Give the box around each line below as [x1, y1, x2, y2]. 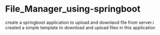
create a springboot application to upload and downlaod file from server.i [5, 19, 155, 25]
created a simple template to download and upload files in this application [5, 24, 156, 30]
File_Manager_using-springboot [5, 3, 141, 15]
